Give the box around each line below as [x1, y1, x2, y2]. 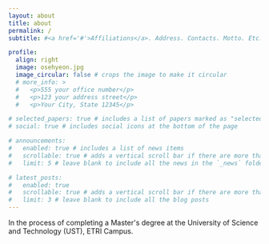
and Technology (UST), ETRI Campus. [8, 226, 134, 236]
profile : [8, 49, 38, 57]
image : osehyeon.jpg [15, 63, 84, 72]
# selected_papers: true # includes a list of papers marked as [8, 115, 227, 123]
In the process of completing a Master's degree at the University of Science [8, 218, 259, 227]
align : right [15, 56, 59, 64]
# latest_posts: [8, 174, 62, 182]
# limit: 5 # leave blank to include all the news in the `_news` [8, 159, 242, 167]
